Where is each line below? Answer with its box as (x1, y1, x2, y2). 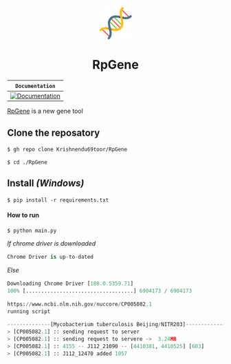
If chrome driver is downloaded (7, 239, 96, 248)
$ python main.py (7, 227, 57, 235)
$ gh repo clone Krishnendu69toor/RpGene (7, 146, 128, 153)
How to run (7, 211, 40, 220)
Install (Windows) (7, 178, 85, 189)
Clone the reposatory (7, 127, 100, 138)
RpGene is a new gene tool (7, 107, 84, 116)
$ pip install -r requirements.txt (7, 196, 109, 204)
